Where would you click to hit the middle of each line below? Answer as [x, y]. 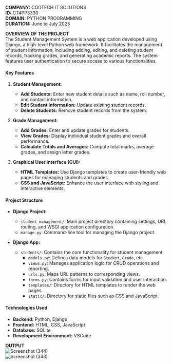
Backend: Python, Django [40, 319]
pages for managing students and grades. [65, 178]
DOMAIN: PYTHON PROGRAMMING [44, 18]
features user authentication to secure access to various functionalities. [81, 61]
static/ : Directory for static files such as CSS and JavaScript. [93, 296]
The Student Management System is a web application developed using [81, 39]
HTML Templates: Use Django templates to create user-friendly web [93, 172]
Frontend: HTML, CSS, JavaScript [49, 324]
